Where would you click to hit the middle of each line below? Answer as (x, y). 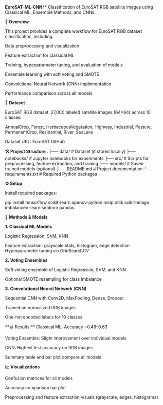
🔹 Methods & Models (26, 217)
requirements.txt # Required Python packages (51, 174)
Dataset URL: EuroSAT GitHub (35, 142)
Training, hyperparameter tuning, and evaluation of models (64, 65)
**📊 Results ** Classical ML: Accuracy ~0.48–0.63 (56, 327)
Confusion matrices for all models (39, 378)
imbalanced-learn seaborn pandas (40, 208)
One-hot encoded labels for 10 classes (44, 317)
